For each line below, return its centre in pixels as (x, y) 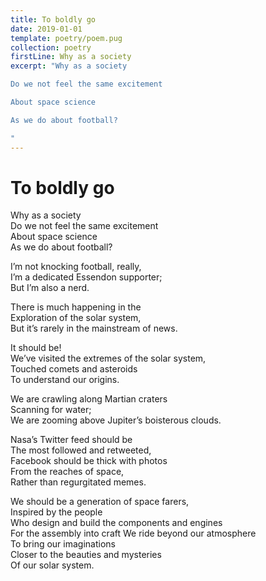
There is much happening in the (76, 307)
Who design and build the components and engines (116, 523)
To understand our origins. (65, 380)
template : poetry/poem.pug (66, 38)
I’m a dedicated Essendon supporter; (86, 277)
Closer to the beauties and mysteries (86, 555)
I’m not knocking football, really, (76, 267)
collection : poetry (51, 47)
